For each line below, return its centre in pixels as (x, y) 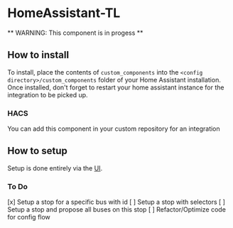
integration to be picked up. (48, 94)
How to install (38, 55)
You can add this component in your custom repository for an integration (114, 129)
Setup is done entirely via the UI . (55, 168)
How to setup (37, 151)
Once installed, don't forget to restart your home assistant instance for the (116, 87)
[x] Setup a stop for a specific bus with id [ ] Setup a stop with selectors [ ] (116, 202)
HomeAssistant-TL (64, 13)
